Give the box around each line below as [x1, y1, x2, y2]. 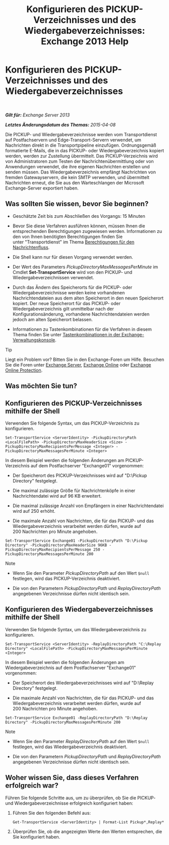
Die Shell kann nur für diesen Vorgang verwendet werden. [12, 254, 133, 260]
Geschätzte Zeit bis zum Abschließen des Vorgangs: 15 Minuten [12, 213, 145, 219]
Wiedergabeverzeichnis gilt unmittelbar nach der [12, 306, 115, 312]
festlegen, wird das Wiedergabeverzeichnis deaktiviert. [12, 744, 128, 750]
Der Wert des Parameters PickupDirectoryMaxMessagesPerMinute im [12, 264, 158, 270]
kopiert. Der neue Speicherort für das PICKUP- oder [12, 300, 121, 306]
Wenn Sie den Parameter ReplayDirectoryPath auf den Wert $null [12, 738, 150, 744]
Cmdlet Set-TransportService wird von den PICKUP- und [12, 269, 133, 275]
